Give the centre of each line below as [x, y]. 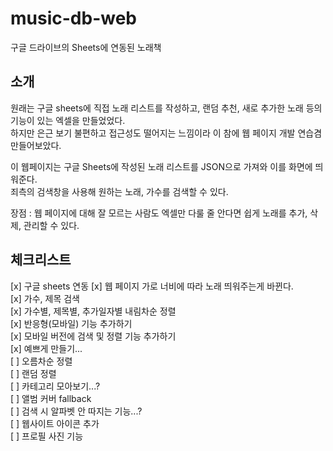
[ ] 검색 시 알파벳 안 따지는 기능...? [76, 411]
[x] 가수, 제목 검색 [45, 298]
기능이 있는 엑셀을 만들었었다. [68, 120]
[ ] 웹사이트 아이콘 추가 [55, 423]
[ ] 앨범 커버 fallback [51, 398]
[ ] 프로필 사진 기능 [47, 436]
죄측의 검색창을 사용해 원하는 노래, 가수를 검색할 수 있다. [119, 191]
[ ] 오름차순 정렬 [41, 361]
